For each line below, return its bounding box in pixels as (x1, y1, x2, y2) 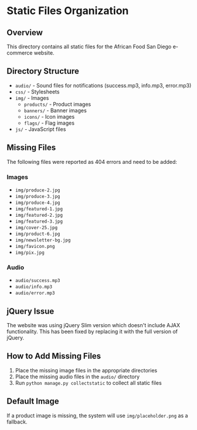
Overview (6, 28, 43, 38)
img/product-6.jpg (15, 231, 60, 237)
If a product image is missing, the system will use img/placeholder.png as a (6, 412, 188, 419)
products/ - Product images (23, 100, 91, 107)
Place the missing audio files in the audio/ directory (15, 373, 140, 380)
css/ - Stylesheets (15, 88, 60, 95)
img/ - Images (15, 94, 49, 101)
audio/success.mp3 (15, 278, 60, 284)
